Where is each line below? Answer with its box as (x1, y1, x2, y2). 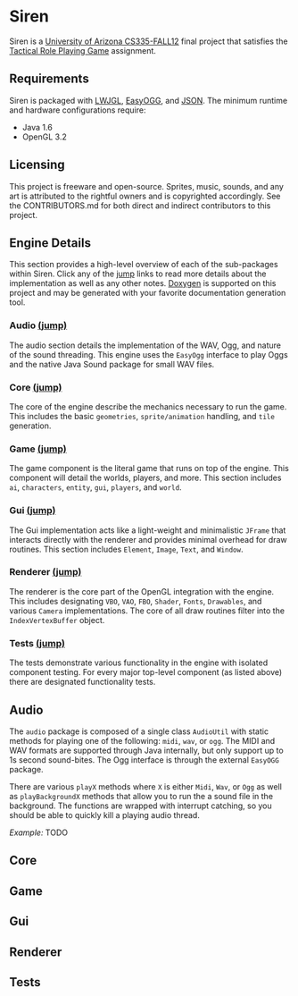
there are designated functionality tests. (9, 677, 156, 688)
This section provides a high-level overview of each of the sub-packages (9, 259, 278, 270)
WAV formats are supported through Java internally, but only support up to (9, 745, 284, 755)
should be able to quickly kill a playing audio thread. (9, 809, 201, 820)
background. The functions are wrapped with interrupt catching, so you (9, 800, 272, 811)
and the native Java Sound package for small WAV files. (9, 359, 215, 369)
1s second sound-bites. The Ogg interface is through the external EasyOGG (9, 754, 279, 765)
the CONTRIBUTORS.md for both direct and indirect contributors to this (9, 199, 271, 211)
